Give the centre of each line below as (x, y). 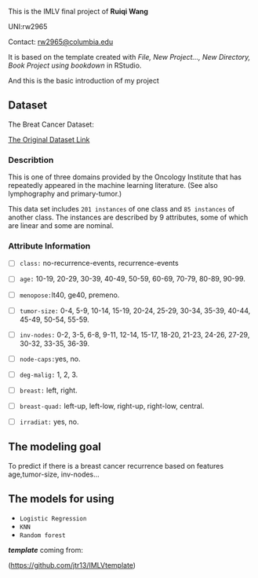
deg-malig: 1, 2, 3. (49, 374)
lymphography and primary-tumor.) (65, 194)
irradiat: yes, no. (49, 422)
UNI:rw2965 (28, 26)
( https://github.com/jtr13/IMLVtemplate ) (72, 565)
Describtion (31, 160)
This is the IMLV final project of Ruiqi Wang (78, 11)
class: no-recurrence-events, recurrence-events (99, 263)
